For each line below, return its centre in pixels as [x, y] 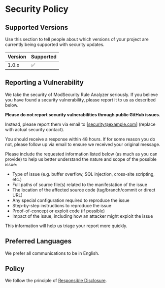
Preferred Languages [38, 241]
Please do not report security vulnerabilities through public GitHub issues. [83, 114]
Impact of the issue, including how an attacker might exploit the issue [82, 216]
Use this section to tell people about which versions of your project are [77, 39]
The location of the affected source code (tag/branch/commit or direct [84, 190]
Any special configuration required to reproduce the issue [71, 200]
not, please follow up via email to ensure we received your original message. [83, 144]
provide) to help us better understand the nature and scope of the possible [81, 159]
